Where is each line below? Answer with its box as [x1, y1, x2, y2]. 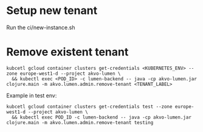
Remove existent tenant [6, 45, 129, 59]
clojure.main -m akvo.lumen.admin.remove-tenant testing [6, 119, 154, 125]
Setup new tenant [6, 4, 98, 18]
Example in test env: [6, 92, 57, 99]
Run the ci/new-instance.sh [6, 24, 75, 31]
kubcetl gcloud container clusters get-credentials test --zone [6, 103, 173, 109]
